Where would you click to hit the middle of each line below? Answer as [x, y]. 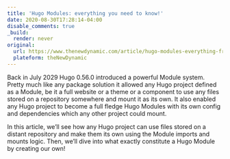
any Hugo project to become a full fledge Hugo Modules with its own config [114, 106]
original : [21, 45]
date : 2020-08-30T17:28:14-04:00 [55, 20]
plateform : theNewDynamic [50, 58]
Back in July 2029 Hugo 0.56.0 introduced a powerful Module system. [106, 77]
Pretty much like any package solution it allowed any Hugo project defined [112, 84]
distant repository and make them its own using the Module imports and [108, 134]
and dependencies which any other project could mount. [87, 113]
